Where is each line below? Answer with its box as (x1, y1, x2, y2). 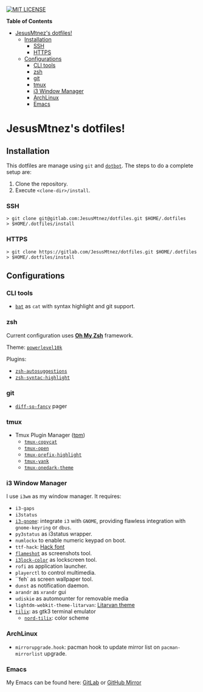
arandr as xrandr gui (15, 589, 67, 596)
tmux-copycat (24, 439, 58, 445)
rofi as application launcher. (15, 562, 88, 570)
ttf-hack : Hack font (15, 543, 65, 550)
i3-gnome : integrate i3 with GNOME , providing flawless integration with (15, 517, 186, 525)
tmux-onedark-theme (24, 465, 74, 471)
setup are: (6, 168, 32, 176)
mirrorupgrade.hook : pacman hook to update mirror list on (15, 643, 160, 651)
